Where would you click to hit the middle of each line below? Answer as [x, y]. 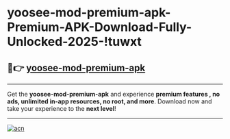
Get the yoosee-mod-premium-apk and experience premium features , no [114, 94]
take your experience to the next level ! [62, 109]
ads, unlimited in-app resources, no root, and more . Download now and [110, 101]
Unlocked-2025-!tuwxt [75, 42]
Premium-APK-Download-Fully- [100, 27]
